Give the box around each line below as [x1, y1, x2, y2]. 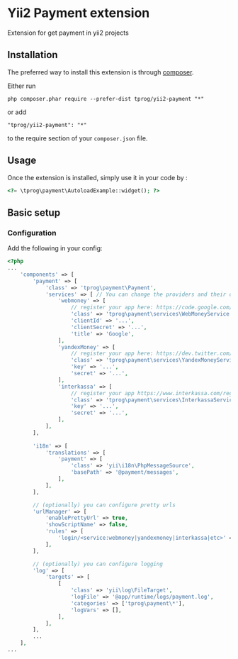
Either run [7, 82, 36, 90]
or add [7, 108, 27, 116]
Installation [7, 49, 58, 61]
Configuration [7, 228, 57, 238]
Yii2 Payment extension [7, 5, 150, 21]
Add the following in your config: [7, 244, 103, 253]
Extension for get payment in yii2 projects [7, 28, 129, 37]
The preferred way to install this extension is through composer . [7, 67, 194, 76]
